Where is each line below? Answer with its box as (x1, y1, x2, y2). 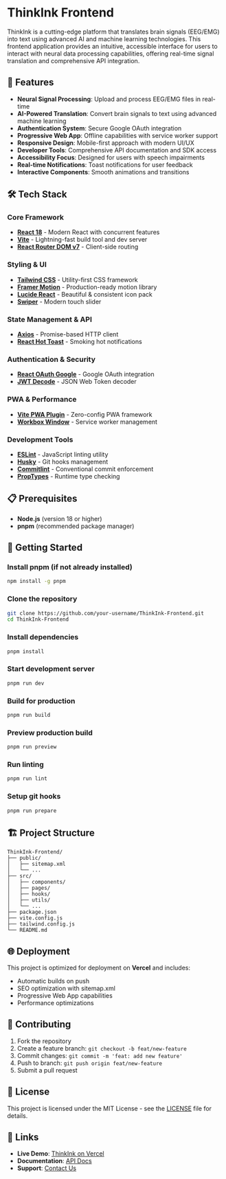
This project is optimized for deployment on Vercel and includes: (7, 963, 191, 972)
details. (7, 1111, 28, 1120)
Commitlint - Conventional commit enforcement (16, 465, 154, 473)
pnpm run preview (7, 744, 57, 751)
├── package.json (7, 908, 57, 916)
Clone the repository (7, 594, 78, 604)
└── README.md (7, 927, 48, 934)
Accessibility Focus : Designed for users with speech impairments (16, 153, 205, 161)
